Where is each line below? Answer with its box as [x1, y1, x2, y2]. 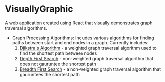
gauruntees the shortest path [19, 71, 80, 77]
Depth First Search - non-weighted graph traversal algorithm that [19, 55, 153, 61]
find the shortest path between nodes [19, 50, 97, 56]
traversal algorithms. [5, 25, 47, 31]
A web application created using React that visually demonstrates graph [5, 20, 153, 26]
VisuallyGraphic [5, 3, 73, 15]
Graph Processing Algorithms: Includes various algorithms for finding [12, 35, 154, 41]
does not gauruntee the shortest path [19, 61, 96, 67]
